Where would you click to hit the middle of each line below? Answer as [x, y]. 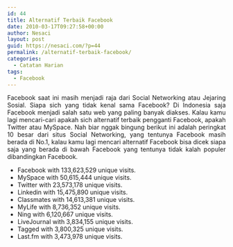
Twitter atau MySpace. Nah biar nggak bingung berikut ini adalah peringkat [116, 127]
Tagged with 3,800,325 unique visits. [70, 229]
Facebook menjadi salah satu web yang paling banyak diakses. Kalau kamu [116, 112]
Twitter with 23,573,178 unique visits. [70, 185]
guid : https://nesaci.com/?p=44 [54, 46]
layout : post [26, 40]
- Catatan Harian [38, 65]
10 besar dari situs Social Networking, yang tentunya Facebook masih [116, 135]
